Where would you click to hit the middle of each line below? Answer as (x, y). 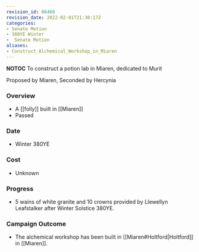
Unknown (27, 173)
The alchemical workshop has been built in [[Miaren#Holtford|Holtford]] (104, 237)
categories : (21, 23)
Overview (21, 95)
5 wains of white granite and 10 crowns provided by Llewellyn (91, 202)
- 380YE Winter (25, 34)
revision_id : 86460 (31, 12)
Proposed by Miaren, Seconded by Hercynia (61, 80)
